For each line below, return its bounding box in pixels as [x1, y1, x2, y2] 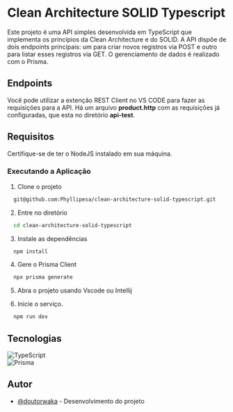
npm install [13, 248, 49, 255]
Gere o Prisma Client [17, 261, 77, 269]
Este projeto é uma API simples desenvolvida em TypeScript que [7, 28, 193, 36]
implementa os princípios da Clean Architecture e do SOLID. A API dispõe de [7, 35, 227, 43]
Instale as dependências [17, 234, 88, 242]
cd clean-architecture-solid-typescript [13, 222, 132, 229]
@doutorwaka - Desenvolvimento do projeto [17, 397, 145, 405]
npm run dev [13, 313, 49, 320]
